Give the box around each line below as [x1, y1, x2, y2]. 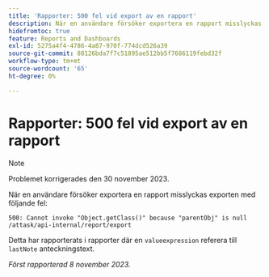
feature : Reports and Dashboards [8, 34, 121, 43]
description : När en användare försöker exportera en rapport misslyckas [8, 19, 263, 28]
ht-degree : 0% [8, 72, 57, 80]
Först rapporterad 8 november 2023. [8, 259, 131, 269]
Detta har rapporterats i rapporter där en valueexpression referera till [8, 235, 237, 245]
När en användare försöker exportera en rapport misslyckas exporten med [8, 190, 256, 199]
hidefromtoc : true [8, 27, 70, 35]
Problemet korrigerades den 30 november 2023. [8, 173, 170, 183]
